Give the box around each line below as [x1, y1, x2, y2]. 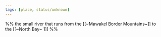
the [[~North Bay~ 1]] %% [5, 26, 58, 32]
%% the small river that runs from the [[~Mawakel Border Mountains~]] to [5, 21, 156, 27]
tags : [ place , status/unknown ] [5, 7, 70, 12]
